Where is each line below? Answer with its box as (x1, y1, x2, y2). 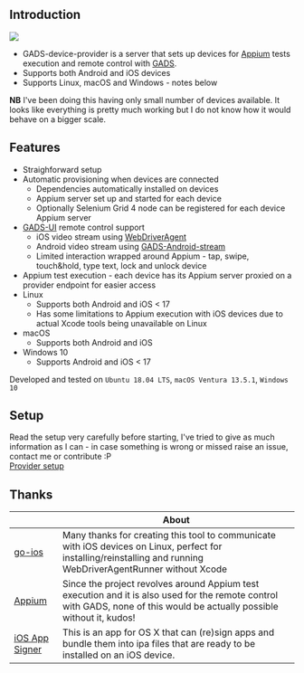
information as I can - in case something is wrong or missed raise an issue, (9, 441, 289, 452)
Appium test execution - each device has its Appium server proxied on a (22, 270, 292, 280)
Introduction (9, 7, 81, 23)
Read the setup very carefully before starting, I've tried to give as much (9, 431, 276, 442)
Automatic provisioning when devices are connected (22, 174, 219, 185)
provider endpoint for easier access (22, 280, 157, 290)
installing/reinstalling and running (62, 552, 204, 564)
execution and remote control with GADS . (22, 58, 177, 69)
